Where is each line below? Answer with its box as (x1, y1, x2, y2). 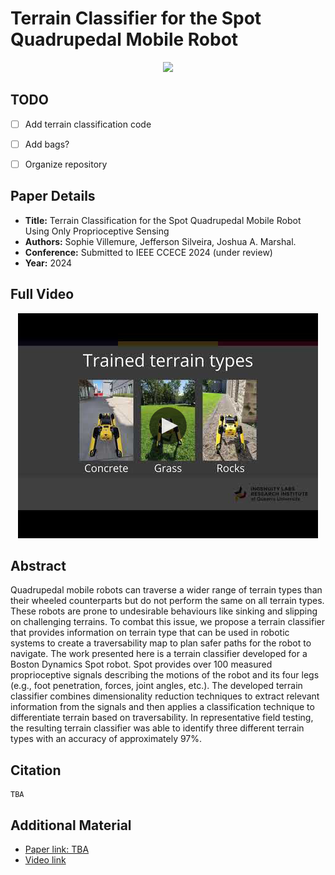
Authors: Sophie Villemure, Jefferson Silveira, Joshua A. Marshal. (24, 235, 297, 247)
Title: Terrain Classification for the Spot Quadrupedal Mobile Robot (24, 214, 302, 226)
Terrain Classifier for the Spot (10, 7, 262, 30)
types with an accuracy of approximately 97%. (10, 733, 203, 745)
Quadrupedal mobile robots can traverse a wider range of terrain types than (10, 584, 323, 596)
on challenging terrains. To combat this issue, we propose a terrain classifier (10, 616, 325, 628)
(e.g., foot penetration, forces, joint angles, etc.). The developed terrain (10, 680, 303, 692)
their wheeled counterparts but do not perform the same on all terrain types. (10, 595, 325, 607)
